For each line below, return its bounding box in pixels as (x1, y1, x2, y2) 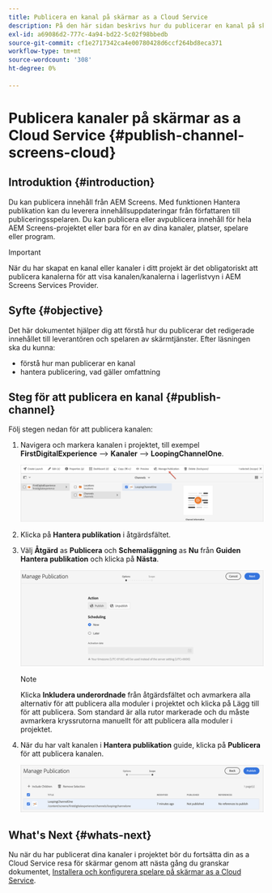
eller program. (8, 231, 56, 241)
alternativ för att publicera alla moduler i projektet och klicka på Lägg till (19, 698, 260, 708)
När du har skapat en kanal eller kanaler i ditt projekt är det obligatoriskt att (8, 263, 258, 273)
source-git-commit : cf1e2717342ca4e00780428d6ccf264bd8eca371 (8, 39, 223, 47)
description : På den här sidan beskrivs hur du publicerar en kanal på (8, 21, 255, 30)
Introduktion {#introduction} (8, 175, 155, 190)
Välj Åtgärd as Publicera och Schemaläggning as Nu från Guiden (19, 545, 241, 555)
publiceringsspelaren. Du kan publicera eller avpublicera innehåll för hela (8, 214, 253, 224)
